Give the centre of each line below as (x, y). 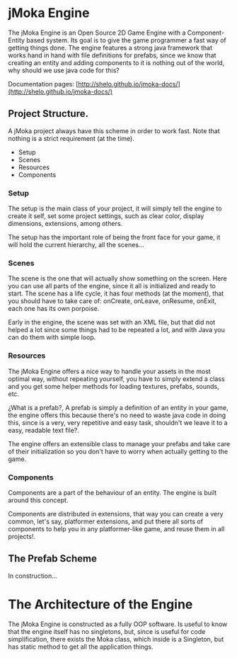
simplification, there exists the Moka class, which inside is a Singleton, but (116, 639)
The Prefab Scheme (53, 558)
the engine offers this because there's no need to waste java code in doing (117, 415)
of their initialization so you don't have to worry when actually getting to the (118, 451)
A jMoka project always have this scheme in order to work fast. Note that (114, 131)
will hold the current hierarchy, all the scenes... (76, 245)
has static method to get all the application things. (81, 647)
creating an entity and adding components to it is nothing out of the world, (116, 62)
